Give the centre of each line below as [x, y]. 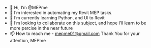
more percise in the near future [41, 28]
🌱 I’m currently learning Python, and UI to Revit [57, 18]
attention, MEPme [28, 40]
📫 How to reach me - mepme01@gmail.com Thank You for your [75, 33]
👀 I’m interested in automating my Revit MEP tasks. [61, 13]
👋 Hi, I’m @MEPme [29, 8]
